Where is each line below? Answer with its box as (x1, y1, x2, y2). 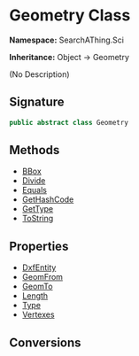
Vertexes (21, 309, 55, 320)
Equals (21, 185, 47, 196)
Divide (21, 175, 46, 186)
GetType (21, 204, 54, 214)
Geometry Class (9, 5, 131, 26)
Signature (9, 95, 65, 110)
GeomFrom (21, 272, 64, 282)
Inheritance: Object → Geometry (9, 51, 130, 62)
